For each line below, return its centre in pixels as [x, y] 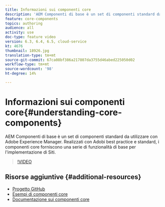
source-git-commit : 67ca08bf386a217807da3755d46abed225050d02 [70, 60]
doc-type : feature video [30, 37]
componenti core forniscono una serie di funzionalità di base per [70, 147]
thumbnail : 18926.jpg [27, 51]
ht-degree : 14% [21, 74]
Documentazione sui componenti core [51, 199]
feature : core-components [31, 19]
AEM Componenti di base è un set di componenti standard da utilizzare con [82, 136]
